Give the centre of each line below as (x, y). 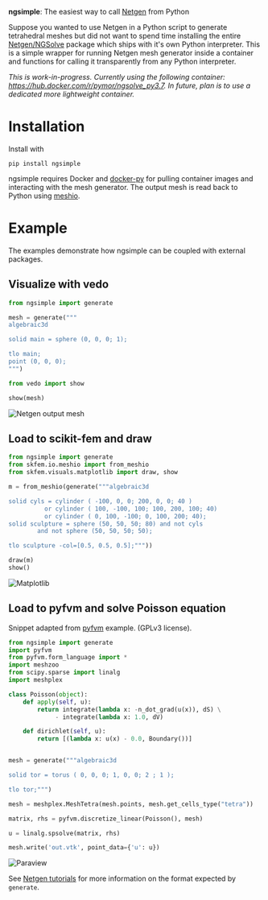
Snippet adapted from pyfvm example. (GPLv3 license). (100, 628)
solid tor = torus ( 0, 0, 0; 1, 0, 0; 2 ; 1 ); (91, 775)
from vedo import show (46, 383)
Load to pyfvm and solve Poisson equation (118, 608)
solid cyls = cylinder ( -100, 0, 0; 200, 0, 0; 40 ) (101, 501)
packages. (26, 259)
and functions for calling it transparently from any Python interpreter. (122, 61)
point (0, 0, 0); (37, 361)
